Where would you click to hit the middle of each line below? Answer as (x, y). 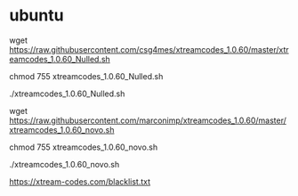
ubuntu (36, 16)
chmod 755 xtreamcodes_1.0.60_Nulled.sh (86, 76)
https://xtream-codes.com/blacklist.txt (80, 181)
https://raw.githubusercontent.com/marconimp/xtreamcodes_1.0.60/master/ (148, 120)
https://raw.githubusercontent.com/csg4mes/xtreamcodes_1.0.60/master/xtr (149, 49)
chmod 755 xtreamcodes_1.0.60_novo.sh (84, 147)
